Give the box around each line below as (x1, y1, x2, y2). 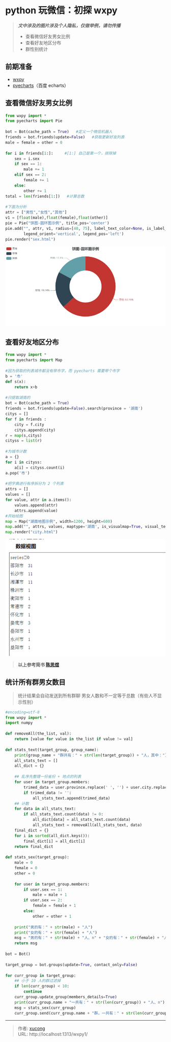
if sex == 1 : (14, 162, 42, 167)
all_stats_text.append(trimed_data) (32, 795, 110, 800)
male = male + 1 (32, 892, 67, 897)
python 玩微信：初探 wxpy (5, 5, 118, 16)
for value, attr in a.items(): (5, 497, 72, 502)
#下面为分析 (5, 204, 27, 209)
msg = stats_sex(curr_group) (14, 1005, 76, 1010)
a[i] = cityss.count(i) (14, 465, 65, 470)
